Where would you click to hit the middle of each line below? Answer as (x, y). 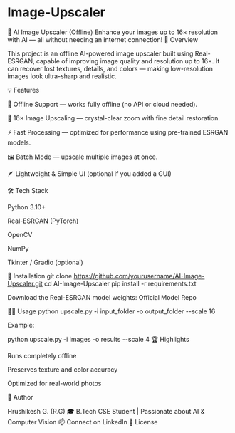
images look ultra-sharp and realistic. (62, 76)
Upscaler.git (25, 283)
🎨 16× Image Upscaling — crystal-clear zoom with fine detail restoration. (114, 118)
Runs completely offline (42, 355)
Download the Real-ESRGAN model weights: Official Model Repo (102, 297)
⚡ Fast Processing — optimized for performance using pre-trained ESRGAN (118, 132)
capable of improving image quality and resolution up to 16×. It (128, 61)
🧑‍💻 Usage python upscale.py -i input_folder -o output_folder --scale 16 (111, 311)
